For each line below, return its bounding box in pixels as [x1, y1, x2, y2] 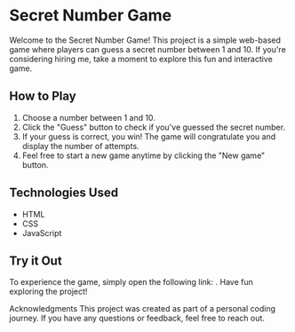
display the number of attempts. [21, 140, 140, 151]
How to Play [9, 89, 77, 104]
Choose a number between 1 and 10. [21, 112, 155, 123]
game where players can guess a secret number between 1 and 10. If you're [9, 43, 286, 54]
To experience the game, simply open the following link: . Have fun [9, 277, 253, 288]
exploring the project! [9, 286, 88, 297]
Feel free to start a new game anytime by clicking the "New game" [21, 150, 266, 161]
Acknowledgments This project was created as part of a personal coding [9, 304, 275, 314]
